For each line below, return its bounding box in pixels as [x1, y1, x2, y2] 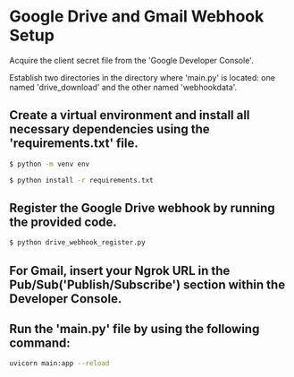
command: [9, 335, 71, 350]
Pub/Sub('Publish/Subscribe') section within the [9, 277, 286, 292]
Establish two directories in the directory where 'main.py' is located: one [9, 72, 275, 82]
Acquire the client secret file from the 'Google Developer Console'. [9, 55, 254, 65]
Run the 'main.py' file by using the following [9, 321, 260, 337]
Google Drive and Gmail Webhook [9, 6, 265, 27]
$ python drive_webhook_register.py [9, 238, 146, 247]
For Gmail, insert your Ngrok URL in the [9, 262, 231, 278]
